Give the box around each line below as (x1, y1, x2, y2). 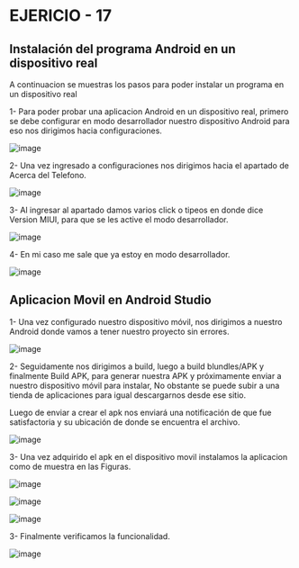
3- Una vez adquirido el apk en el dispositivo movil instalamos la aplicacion (9, 451, 288, 462)
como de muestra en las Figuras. (9, 461, 131, 472)
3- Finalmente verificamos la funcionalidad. (9, 530, 171, 541)
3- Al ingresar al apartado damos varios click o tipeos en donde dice (9, 204, 264, 215)
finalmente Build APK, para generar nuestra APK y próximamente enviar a (9, 370, 282, 381)
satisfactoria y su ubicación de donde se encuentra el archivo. (9, 416, 240, 428)
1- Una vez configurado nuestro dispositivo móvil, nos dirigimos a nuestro (9, 316, 283, 327)
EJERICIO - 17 (9, 5, 113, 26)
